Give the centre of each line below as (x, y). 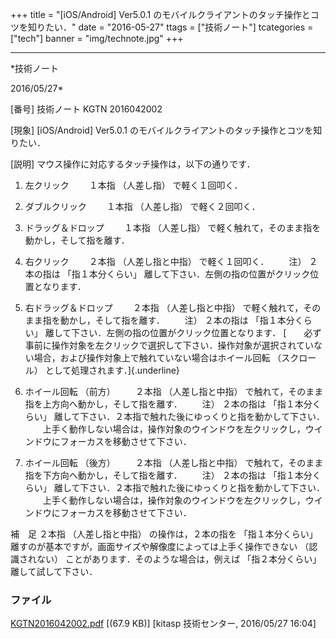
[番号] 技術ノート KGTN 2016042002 (86, 109)
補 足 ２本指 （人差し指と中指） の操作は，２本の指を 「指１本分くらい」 (164, 534)
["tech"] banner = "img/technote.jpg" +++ (97, 38)
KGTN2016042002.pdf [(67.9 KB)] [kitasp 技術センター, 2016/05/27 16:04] (163, 624)
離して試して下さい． (54, 571)
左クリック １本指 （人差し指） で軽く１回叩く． (133, 185)
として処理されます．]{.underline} (112, 370)
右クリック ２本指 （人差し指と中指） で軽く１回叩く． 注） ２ (171, 261)
